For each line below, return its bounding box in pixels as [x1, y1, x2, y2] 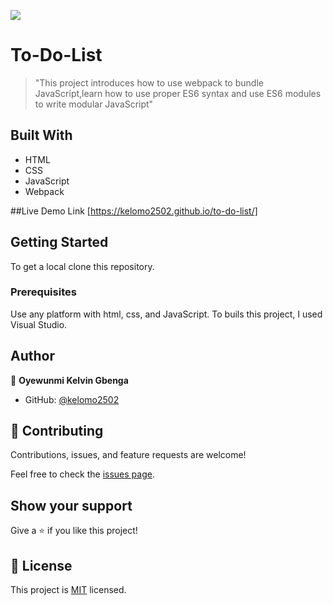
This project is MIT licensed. [10, 584, 127, 596]
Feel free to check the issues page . [10, 468, 155, 480]
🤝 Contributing [10, 423, 104, 440]
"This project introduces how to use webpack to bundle [34, 76, 264, 89]
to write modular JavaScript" [34, 98, 154, 110]
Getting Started [10, 234, 109, 251]
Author [10, 348, 55, 365]
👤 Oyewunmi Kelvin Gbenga [10, 374, 129, 386]
